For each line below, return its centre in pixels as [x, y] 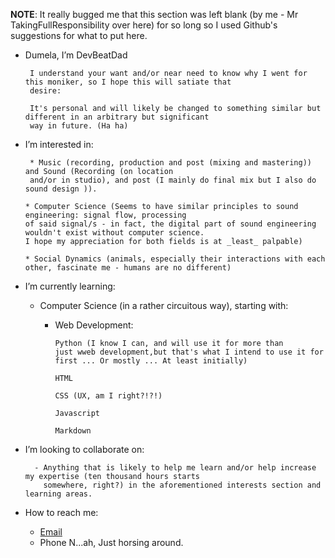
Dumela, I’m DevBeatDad [76, 55]
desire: [45, 91]
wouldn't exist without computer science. [114, 233]
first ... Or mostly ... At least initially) [151, 361]
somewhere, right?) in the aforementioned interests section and [182, 485]
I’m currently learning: [70, 286]
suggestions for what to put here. [79, 35]
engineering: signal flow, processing [105, 215]
